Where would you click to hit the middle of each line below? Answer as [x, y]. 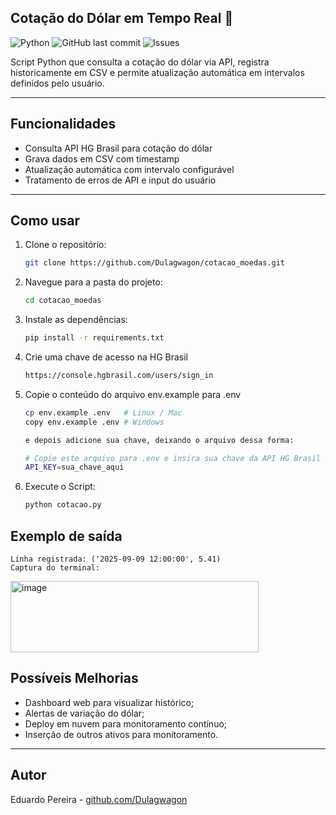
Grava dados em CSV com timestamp [102, 158]
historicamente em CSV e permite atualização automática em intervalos [157, 72]
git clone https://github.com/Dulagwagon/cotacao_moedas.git [155, 263]
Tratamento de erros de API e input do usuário [120, 180]
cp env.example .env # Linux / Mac [103, 412]
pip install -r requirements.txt [94, 338]
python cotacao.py [63, 505]
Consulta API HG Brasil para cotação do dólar [118, 148]
